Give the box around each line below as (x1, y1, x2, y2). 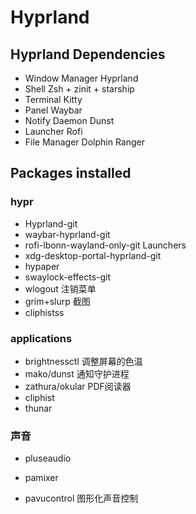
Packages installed (10, 165, 132, 182)
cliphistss (24, 306, 65, 318)
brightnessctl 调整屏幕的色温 (24, 355, 143, 367)
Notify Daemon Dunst (24, 115, 115, 126)
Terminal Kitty (24, 94, 83, 105)
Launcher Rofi (24, 126, 83, 137)
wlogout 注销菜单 (24, 282, 97, 295)
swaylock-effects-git (24, 271, 112, 283)
